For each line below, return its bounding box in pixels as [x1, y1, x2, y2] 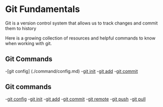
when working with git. [5, 40, 52, 46]
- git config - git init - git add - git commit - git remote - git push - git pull [5, 96, 146, 102]
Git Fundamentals [5, 3, 80, 15]
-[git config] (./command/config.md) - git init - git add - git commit [5, 68, 138, 74]
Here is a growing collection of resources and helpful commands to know [5, 35, 156, 41]
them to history [5, 25, 36, 31]
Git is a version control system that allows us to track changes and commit [5, 20, 158, 26]
